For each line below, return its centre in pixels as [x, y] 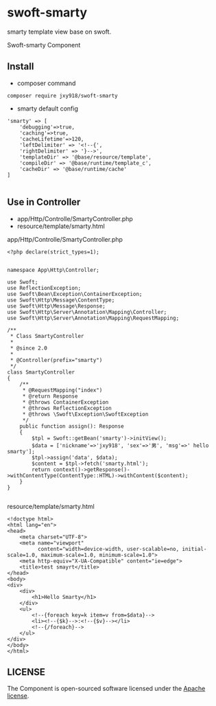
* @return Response [50, 396]
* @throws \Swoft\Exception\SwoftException [85, 414]
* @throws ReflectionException [67, 408]
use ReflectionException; [44, 288]
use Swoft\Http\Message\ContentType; [61, 300]
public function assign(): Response [72, 426]
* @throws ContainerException [65, 402]
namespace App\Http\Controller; [53, 270]
